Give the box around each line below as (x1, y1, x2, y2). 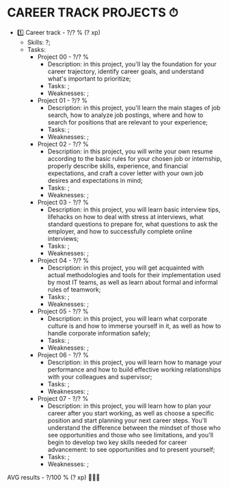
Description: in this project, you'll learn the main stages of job (47, 103, 221, 112)
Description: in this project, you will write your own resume (47, 147, 213, 155)
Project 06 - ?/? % (37, 350, 89, 359)
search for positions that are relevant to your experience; (47, 118, 208, 126)
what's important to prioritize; (47, 74, 131, 83)
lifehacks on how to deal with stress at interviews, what (47, 212, 204, 220)
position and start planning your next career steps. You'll (47, 416, 207, 424)
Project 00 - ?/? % (37, 53, 89, 61)
